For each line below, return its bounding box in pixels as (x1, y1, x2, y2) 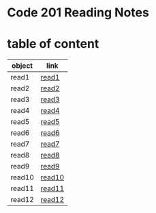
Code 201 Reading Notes (7, 5, 150, 21)
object (11, 61, 33, 71)
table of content (7, 36, 99, 52)
